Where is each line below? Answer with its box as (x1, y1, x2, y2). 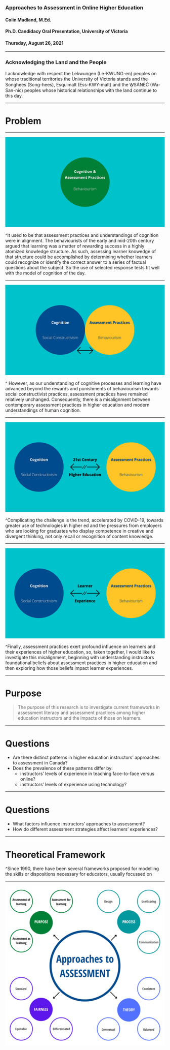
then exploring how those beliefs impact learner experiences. (5, 665, 133, 671)
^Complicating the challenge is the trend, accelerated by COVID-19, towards (5, 517, 163, 523)
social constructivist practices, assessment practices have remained (5, 391, 148, 397)
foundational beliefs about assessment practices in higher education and (5, 660, 157, 666)
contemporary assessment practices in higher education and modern (5, 402, 150, 408)
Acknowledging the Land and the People (5, 59, 107, 66)
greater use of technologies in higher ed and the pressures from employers (5, 522, 162, 529)
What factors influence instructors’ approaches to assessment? (12, 821, 145, 827)
